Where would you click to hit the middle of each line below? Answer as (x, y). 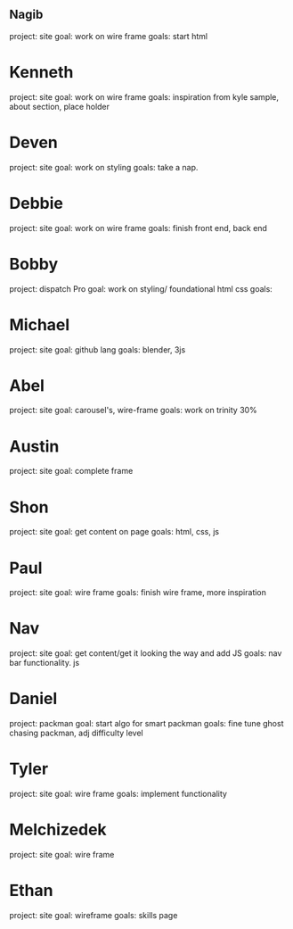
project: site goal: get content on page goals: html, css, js (114, 532)
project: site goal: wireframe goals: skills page (94, 915)
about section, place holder (59, 106)
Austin (34, 446)
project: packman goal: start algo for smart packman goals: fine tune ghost (146, 724)
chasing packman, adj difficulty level (77, 733)
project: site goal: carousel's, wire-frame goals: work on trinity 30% (134, 411)
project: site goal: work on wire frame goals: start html (108, 36)
